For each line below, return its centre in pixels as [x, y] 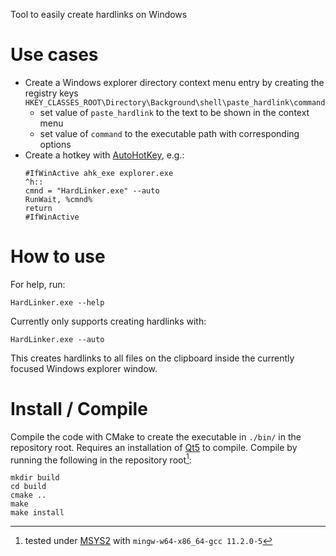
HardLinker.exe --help [57, 302]
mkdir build [35, 478]
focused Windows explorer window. [84, 368]
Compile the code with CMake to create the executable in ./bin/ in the [156, 436]
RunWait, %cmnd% [58, 199]
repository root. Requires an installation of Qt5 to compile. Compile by [154, 447]
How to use [58, 256]
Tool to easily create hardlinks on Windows [99, 14]
